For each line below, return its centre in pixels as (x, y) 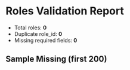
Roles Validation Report (65, 11)
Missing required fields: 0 (46, 40)
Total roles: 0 (30, 28)
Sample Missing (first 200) (56, 59)
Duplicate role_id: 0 (38, 34)
